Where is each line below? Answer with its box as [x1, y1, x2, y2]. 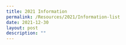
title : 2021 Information [6, 8, 67, 15]
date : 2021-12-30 [6, 19, 49, 25]
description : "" [6, 30, 46, 36]
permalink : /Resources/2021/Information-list [6, 14, 120, 20]
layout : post [6, 25, 38, 31]
